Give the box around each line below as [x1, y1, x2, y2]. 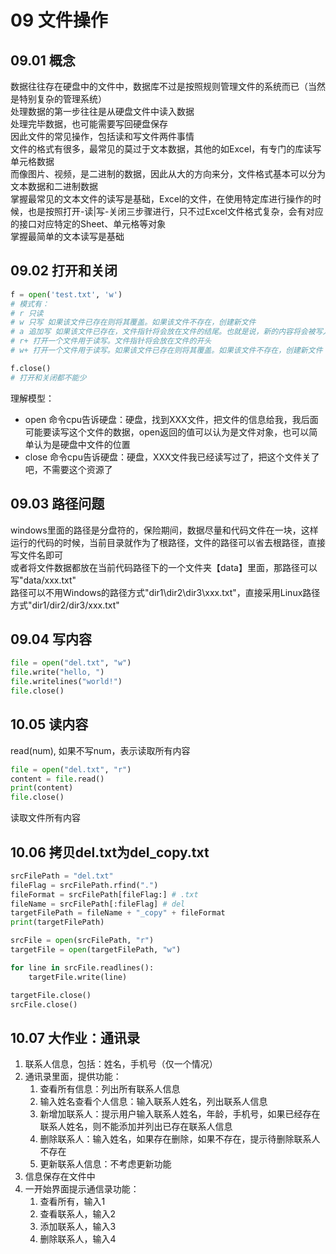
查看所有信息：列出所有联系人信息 [39, 1083, 181, 1095]
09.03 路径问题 [10, 496, 105, 513]
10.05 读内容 [10, 716, 89, 733]
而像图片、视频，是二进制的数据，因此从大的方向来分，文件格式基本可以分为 [10, 168, 326, 180]
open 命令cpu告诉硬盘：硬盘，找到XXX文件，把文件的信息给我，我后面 [24, 413, 319, 425]
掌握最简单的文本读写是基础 [10, 231, 125, 242]
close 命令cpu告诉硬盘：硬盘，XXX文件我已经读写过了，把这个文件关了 [24, 451, 320, 463]
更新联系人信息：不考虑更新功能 [39, 1158, 172, 1170]
